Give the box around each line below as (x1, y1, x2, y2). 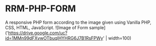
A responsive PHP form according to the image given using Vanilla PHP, (5, 19, 152, 25)
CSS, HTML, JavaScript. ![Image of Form (5, 24, 88, 30)
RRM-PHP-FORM (5, 3, 76, 14)
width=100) (108, 35, 132, 41)
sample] (89, 24, 105, 30)
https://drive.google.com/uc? (8, 30, 68, 36)
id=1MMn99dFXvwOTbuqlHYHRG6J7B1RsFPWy (5, 35, 104, 41)
